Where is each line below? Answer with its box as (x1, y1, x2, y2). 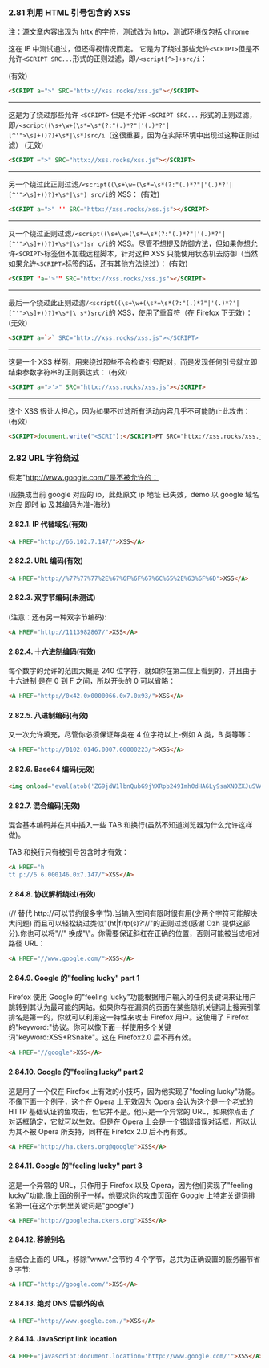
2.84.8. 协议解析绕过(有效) (8, 889, 96, 899)
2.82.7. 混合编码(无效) (8, 801, 81, 811)
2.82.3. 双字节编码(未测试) (8, 593, 96, 602)
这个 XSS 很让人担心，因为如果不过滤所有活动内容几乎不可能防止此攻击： (8, 406, 251, 415)
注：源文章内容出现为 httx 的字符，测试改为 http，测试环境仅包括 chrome (8, 27, 250, 37)
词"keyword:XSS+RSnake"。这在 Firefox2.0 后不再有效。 (8, 1032, 196, 1042)
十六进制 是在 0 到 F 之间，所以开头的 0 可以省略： (8, 676, 176, 686)
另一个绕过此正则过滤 (8, 179, 78, 190)
